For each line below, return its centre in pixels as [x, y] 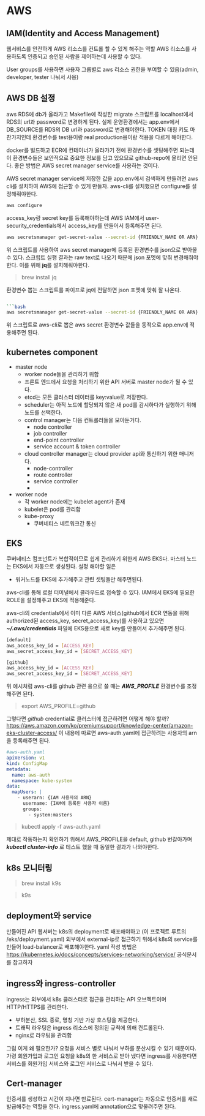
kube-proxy [39, 516]
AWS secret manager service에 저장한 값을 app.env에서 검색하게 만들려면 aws [102, 178]
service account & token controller [77, 447]
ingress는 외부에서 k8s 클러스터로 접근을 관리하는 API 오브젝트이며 [87, 1000]
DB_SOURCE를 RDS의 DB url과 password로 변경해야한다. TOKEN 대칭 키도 [98, 129]
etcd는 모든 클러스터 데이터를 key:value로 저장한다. [86, 397]
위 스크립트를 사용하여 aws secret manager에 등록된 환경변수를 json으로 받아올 [102, 249]
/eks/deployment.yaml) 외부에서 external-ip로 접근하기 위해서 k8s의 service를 [102, 939]
